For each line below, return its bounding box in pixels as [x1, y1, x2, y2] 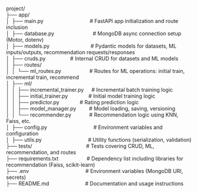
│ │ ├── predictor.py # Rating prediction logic [6, 99, 139, 105]
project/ [6, 5, 25, 12]
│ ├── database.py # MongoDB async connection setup [6, 30, 181, 37]
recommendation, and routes [6, 149, 76, 155]
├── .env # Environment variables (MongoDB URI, [6, 168, 183, 174]
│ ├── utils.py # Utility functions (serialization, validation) [6, 137, 192, 143]
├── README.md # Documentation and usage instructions [6, 180, 184, 187]
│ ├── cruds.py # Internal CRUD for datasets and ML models [6, 55, 179, 62]
